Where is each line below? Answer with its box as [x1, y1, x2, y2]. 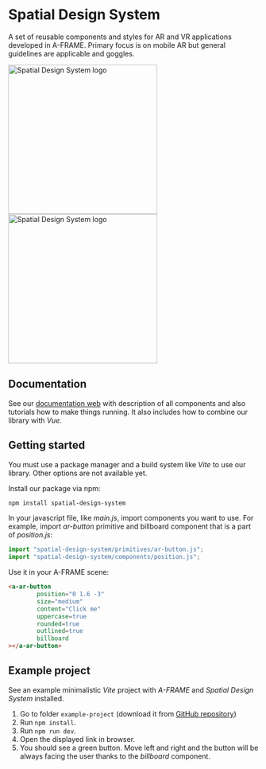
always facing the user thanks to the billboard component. [19, 751, 210, 761]
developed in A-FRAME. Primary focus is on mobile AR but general [8, 40, 226, 49]
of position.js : [8, 530, 53, 540]
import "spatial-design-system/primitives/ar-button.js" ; [8, 545, 204, 554]
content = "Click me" [37, 605, 102, 613]
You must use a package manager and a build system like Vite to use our [8, 459, 246, 469]
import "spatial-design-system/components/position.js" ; [8, 553, 201, 561]
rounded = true [37, 619, 80, 628]
